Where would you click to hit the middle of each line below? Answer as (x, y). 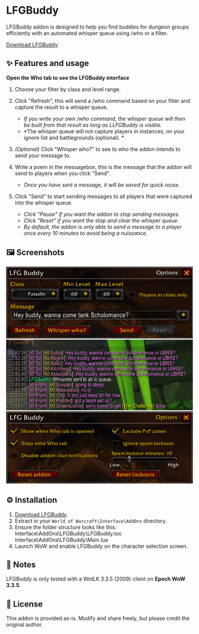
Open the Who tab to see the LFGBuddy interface (68, 77)
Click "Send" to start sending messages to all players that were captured (103, 196)
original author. (25, 624)
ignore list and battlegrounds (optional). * (74, 137)
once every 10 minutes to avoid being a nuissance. (86, 233)
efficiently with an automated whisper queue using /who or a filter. (87, 33)
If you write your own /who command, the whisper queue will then (104, 118)
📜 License (25, 604)
